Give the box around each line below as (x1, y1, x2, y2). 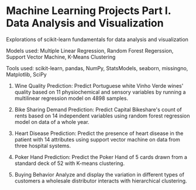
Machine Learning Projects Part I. (6, 4, 171, 18)
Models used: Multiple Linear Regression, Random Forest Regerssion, (6, 47, 174, 54)
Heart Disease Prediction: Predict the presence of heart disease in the (14, 130, 184, 137)
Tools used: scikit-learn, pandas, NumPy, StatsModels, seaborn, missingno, (6, 64, 188, 71)
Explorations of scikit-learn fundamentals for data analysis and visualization (6, 36, 189, 43)
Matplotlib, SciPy (6, 71, 47, 78)
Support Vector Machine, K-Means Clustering (6, 53, 116, 60)
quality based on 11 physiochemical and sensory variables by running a (14, 88, 186, 95)
